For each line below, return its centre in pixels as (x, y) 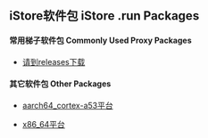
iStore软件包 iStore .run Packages (104, 16)
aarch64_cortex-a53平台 (67, 105)
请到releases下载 (54, 61)
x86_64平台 (43, 124)
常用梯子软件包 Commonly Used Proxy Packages (100, 40)
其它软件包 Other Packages (60, 84)
